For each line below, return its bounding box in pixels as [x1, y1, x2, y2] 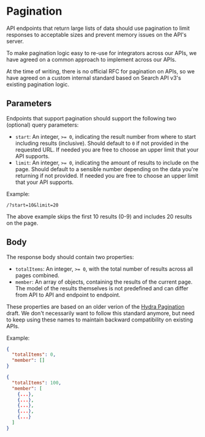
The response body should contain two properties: [6, 253, 135, 260]
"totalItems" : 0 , [12, 351, 56, 358]
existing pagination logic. [6, 81, 70, 88]
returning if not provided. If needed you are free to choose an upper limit [15, 172, 199, 179]
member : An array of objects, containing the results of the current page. [15, 278, 193, 285]
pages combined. [15, 271, 60, 279]
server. [6, 37, 24, 45]
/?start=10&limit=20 [6, 202, 59, 208]
